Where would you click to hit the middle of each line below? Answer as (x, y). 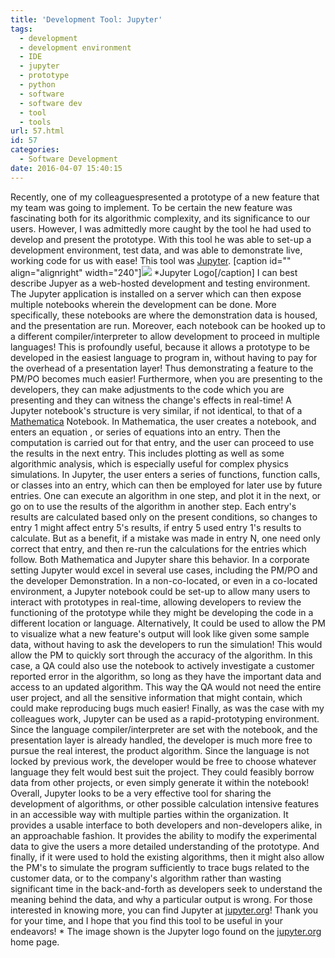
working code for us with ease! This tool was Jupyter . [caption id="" (151, 260)
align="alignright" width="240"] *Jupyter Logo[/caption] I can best (154, 272)
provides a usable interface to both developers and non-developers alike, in (166, 825)
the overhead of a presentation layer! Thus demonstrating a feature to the (162, 368)
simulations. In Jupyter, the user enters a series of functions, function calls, (165, 474)
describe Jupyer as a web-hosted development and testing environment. (160, 283)
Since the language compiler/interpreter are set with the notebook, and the (164, 729)
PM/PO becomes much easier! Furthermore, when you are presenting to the (166, 378)
